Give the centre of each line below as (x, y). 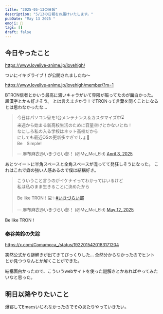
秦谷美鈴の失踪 (23, 234)
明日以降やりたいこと (37, 294)
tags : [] (14, 28)
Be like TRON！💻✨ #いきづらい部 (50, 198)
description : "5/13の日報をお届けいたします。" (49, 14)
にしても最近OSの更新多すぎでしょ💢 (53, 137)
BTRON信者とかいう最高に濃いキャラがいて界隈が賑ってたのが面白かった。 (80, 95)
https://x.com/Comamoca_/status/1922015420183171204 (62, 245)
